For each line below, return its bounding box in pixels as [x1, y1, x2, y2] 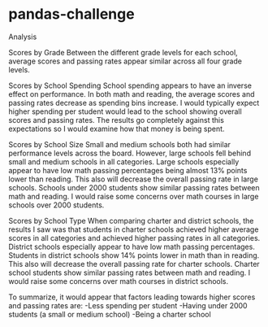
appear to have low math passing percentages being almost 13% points [8, 165, 248, 175]
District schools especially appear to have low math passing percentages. [8, 242, 256, 251]
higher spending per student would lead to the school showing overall [8, 107, 242, 116]
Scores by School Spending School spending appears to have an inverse [8, 81, 252, 90]
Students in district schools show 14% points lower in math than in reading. [8, 250, 260, 260]
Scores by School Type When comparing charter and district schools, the [8, 216, 254, 225]
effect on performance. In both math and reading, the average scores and [8, 89, 255, 98]
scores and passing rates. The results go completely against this [8, 115, 225, 124]
